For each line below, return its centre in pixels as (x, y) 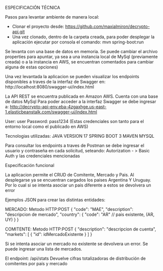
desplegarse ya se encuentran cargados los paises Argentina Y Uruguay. (78, 180)
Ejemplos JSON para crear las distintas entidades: (55, 200)
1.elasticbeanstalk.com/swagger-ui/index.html (51, 112)
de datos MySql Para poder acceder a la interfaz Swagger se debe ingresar (81, 102)
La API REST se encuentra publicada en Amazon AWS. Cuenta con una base (81, 96)
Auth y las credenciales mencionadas (43, 156)
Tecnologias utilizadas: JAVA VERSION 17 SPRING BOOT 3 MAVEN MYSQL (80, 136)
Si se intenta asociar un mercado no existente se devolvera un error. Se (77, 244)
